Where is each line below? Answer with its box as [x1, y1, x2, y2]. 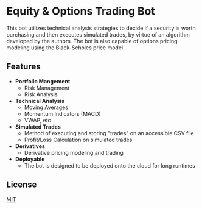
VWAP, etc [24, 116, 51, 124]
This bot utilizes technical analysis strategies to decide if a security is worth [6, 24, 196, 32]
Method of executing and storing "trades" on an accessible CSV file [24, 129, 195, 136]
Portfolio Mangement [15, 77, 71, 85]
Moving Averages [24, 104, 69, 111]
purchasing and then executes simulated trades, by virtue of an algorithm [6, 30, 190, 38]
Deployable [15, 155, 45, 163]
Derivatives [15, 142, 46, 150]
